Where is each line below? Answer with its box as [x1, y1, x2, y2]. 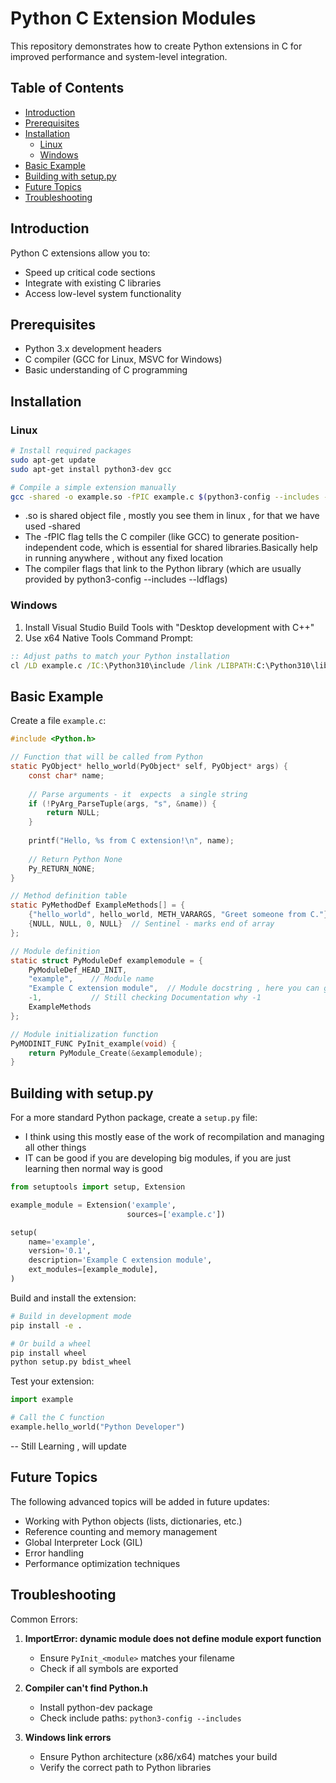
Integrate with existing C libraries [24, 277, 162, 289]
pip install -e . [10, 1320, 83, 1331]
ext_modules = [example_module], [28, 1265, 159, 1275]
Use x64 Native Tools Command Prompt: [24, 632, 194, 644]
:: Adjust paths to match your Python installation [10, 651, 230, 661]
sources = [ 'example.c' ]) [126, 1209, 226, 1219]
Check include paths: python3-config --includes [39, 1712, 242, 1724]
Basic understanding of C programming [24, 364, 188, 376]
